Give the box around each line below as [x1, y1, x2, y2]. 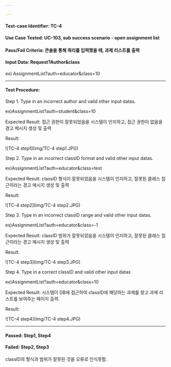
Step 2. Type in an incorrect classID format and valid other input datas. [5, 155, 154, 161]
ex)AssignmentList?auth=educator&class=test [5, 165, 102, 171]
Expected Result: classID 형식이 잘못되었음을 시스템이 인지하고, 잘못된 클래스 [5, 175, 160, 181]
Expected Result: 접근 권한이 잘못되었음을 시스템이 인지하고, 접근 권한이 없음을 [5, 119, 163, 125]
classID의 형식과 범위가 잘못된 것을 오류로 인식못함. [5, 356, 108, 362]
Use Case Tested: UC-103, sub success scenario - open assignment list [5, 34, 160, 41]
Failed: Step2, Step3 [5, 344, 49, 350]
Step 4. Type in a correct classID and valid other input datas [5, 269, 131, 275]
